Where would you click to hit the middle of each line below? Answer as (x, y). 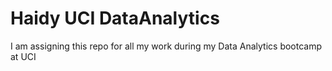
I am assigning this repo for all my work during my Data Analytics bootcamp (166, 46)
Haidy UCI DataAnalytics (115, 18)
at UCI (23, 56)
